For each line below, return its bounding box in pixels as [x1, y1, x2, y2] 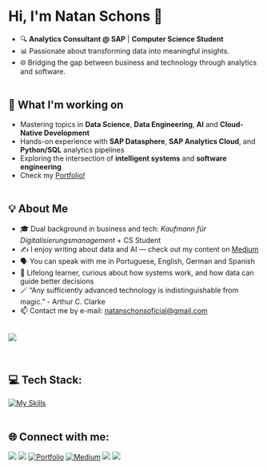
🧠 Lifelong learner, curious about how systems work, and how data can [19, 268, 254, 277]
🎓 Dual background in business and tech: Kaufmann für [19, 224, 207, 233]
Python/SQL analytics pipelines [19, 145, 126, 154]
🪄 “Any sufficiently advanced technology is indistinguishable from [19, 285, 239, 295]
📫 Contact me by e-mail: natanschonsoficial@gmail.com [19, 305, 208, 315]
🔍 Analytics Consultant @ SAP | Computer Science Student [19, 34, 224, 43]
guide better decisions [19, 276, 94, 286]
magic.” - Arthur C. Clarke [19, 296, 106, 306]
